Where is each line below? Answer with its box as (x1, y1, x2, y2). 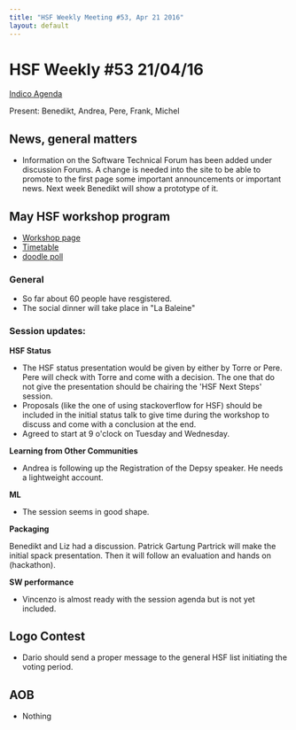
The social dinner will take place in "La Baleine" (21, 303, 196, 314)
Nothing (21, 711, 51, 722)
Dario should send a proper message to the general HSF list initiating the (21, 652, 288, 663)
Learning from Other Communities (9, 445, 139, 456)
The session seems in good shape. (21, 506, 150, 516)
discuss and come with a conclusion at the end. (21, 418, 197, 430)
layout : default (9, 21, 69, 30)
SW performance (9, 577, 74, 587)
